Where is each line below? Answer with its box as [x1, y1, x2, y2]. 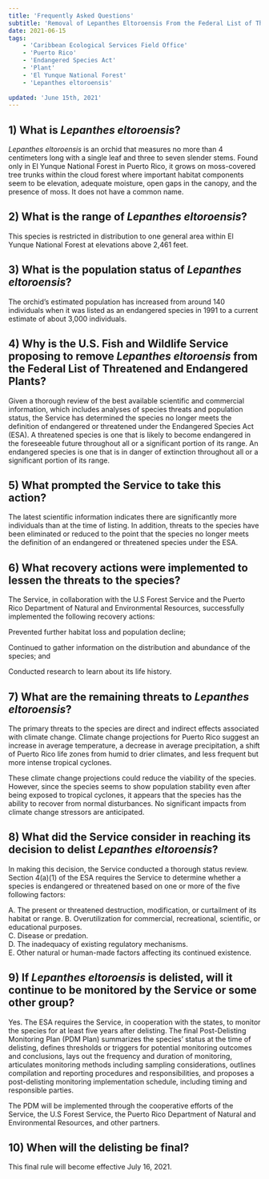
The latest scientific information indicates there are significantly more [8, 512, 238, 522]
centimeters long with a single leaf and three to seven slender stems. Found [8, 153, 259, 162]
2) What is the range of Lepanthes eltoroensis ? [8, 210, 247, 224]
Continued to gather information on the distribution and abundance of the [8, 643, 251, 652]
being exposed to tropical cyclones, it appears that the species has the [8, 790, 242, 800]
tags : [8, 34, 26, 42]
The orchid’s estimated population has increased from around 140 [8, 297, 226, 307]
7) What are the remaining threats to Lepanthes [8, 690, 250, 704]
